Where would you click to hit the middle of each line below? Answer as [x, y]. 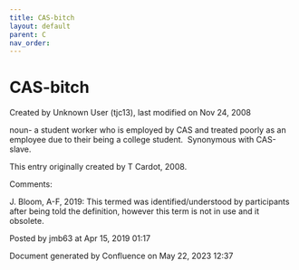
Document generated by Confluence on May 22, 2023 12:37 [121, 256]
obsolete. [27, 221]
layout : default [40, 26]
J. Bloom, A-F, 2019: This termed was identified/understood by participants [149, 202]
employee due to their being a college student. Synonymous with [132, 140]
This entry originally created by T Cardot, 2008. [98, 167]
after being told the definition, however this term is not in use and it [135, 211]
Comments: [31, 184]
